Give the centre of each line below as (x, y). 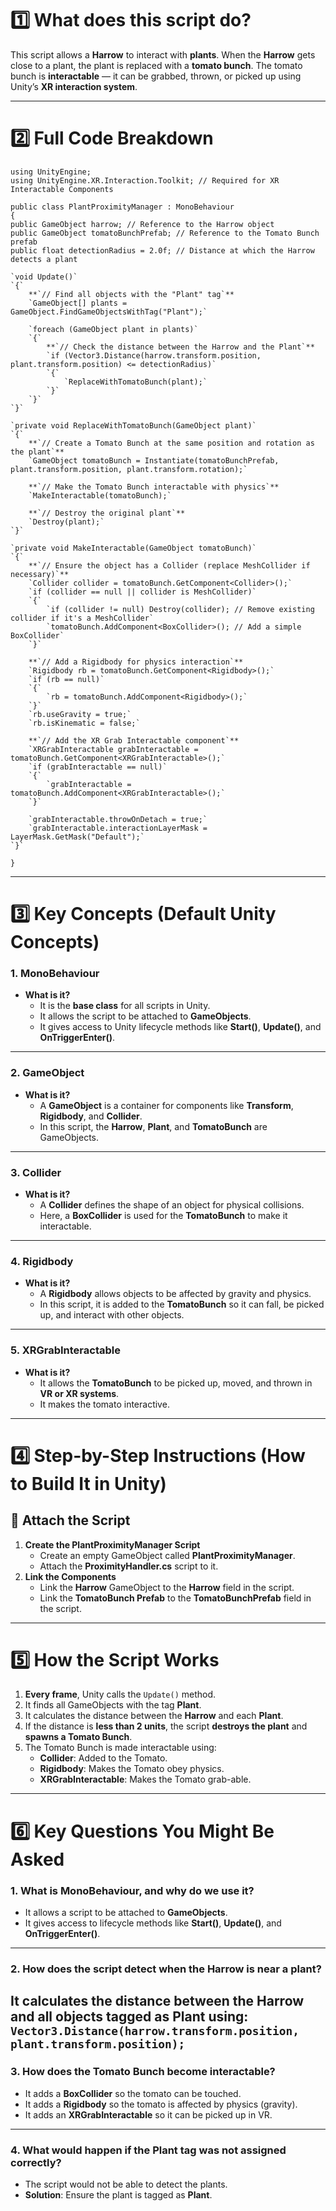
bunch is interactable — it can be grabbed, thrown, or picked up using (156, 76)
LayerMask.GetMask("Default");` (77, 837)
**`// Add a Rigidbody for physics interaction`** (136, 662)
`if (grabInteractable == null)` (98, 767)
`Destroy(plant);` (66, 522)
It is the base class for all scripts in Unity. (125, 1006)
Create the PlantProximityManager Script (112, 1544)
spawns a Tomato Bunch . (78, 1737)
